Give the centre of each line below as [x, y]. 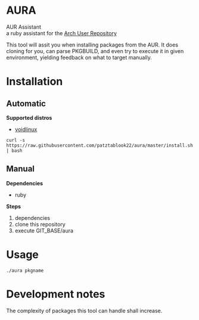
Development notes [56, 294]
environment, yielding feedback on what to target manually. [79, 57]
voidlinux [26, 129]
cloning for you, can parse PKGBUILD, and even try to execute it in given [95, 51]
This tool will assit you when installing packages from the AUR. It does [92, 45]
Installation [35, 82]
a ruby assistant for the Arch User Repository [62, 33]
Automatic [26, 103]
